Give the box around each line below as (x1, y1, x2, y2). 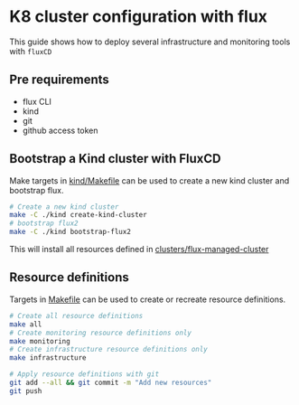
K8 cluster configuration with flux (9, 6, 268, 27)
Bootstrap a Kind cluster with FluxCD (9, 151, 221, 166)
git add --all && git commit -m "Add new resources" (9, 378, 212, 387)
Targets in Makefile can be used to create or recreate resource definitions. (9, 294, 286, 305)
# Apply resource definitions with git (9, 370, 160, 379)
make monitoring (9, 336, 70, 345)
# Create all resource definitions (9, 311, 144, 320)
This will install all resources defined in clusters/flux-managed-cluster (9, 244, 269, 255)
